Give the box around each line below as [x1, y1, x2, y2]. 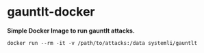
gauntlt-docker [7, 4, 96, 20]
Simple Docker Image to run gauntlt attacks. [7, 26, 136, 35]
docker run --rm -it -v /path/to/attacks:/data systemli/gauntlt [7, 39, 197, 46]
